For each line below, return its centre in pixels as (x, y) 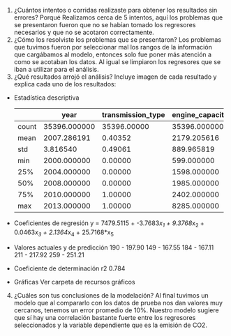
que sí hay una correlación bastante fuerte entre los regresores (105, 317)
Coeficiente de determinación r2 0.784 (69, 268)
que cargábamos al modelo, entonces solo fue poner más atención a (112, 54)
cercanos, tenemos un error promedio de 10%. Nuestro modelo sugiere (116, 310)
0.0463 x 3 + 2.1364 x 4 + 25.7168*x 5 (64, 233)
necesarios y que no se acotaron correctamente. (84, 32)
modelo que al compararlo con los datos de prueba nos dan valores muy (118, 303)
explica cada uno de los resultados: (65, 84)
